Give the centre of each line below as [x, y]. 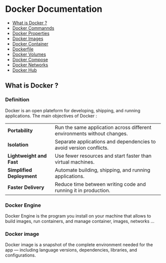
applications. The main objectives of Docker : [51, 116]
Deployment [22, 176]
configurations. [21, 255]
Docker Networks [30, 65]
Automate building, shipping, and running [103, 170]
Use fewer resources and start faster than [103, 156]
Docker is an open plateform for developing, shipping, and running [73, 110]
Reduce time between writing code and [101, 184]
